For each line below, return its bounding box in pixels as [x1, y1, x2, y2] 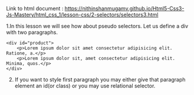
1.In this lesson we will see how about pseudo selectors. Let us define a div [6, 23, 189, 29]
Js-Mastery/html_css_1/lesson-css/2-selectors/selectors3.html [6, 11, 159, 18]
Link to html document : [6, 5, 64, 12]
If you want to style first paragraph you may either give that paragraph [14, 76, 186, 83]
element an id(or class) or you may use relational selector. [14, 82, 156, 89]
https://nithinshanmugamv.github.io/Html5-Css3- [64, 5, 185, 12]
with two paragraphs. [6, 29, 58, 36]
